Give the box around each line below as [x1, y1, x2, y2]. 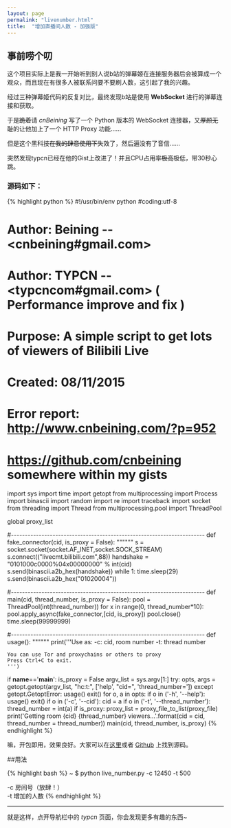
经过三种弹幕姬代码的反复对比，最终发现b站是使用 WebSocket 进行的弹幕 [7, 93, 217, 101]
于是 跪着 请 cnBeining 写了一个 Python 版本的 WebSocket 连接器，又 [7, 116, 201, 125]
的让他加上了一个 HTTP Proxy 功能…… [13, 125, 122, 133]
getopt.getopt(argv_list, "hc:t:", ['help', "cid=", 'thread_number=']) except [7, 683, 214, 691]
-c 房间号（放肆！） [7, 783, 64, 792]
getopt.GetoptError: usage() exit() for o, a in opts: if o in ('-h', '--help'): [7, 690, 206, 699]
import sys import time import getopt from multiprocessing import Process [7, 489, 218, 498]
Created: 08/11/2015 [7, 374, 125, 390]
